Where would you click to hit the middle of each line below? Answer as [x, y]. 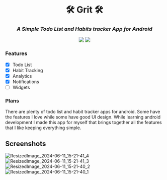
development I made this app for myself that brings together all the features [83, 123]
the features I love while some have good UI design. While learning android [83, 117]
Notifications [26, 82]
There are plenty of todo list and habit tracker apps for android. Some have [83, 112]
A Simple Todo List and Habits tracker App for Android [85, 29]
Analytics [22, 76]
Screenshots [26, 143]
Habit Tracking [28, 70]
